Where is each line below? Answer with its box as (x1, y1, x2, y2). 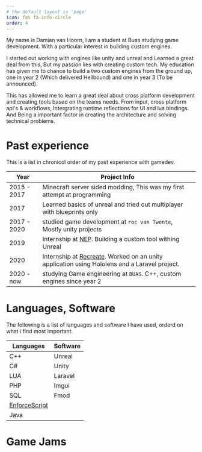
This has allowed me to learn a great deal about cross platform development (6, 92, 195, 99)
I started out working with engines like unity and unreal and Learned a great (6, 55, 194, 62)
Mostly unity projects (42, 225, 102, 234)
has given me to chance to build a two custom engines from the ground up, (6, 67, 192, 75)
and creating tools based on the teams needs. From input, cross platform (6, 98, 187, 105)
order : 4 (6, 20, 28, 26)
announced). (6, 80, 38, 87)
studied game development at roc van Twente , (42, 218, 173, 226)
